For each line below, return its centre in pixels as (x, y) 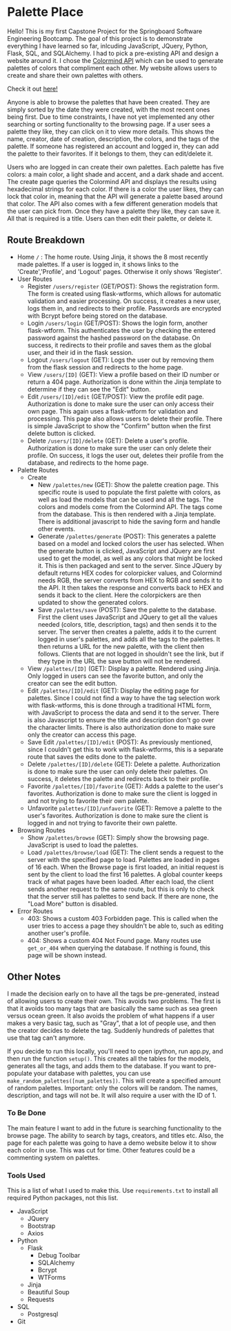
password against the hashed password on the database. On (114, 338)
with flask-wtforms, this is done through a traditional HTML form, (119, 705)
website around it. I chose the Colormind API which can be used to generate (115, 60)
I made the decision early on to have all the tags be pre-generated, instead (113, 993)
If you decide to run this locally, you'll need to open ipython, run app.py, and (115, 1051)
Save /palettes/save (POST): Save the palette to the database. (127, 609)
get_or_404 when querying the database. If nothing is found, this (119, 948)
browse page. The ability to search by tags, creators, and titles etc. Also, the (115, 1135)
